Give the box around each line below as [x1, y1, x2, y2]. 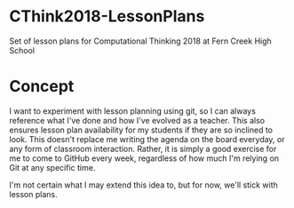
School [9, 44, 36, 55]
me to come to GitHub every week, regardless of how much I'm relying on [9, 153, 280, 164]
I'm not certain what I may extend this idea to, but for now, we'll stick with [9, 180, 278, 190]
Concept [9, 76, 75, 97]
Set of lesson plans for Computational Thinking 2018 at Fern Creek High [9, 36, 273, 46]
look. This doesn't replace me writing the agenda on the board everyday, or [9, 133, 286, 144]
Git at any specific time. [9, 162, 96, 172]
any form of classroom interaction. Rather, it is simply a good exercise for [9, 143, 277, 154]
